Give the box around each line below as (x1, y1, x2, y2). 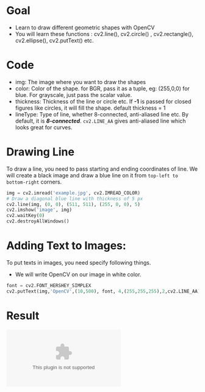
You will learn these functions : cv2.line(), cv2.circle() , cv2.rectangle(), (15, 30, 194, 37)
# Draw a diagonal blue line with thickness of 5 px (6, 196, 143, 202)
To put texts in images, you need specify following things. (6, 259, 151, 266)
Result (6, 308, 40, 323)
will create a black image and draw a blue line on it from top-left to (6, 171, 178, 179)
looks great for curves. (15, 123, 73, 131)
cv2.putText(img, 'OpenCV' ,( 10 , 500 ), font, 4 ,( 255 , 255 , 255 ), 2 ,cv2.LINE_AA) (6, 288, 201, 294)
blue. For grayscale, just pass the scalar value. (15, 91, 132, 98)
